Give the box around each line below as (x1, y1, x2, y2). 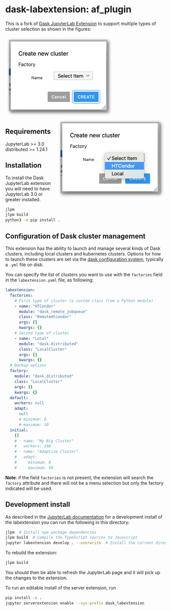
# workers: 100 (14, 443, 51, 449)
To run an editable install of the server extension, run (5, 585, 116, 591)
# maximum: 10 (18, 422, 49, 427)
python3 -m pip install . (5, 218, 60, 223)
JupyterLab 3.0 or (5, 191, 43, 197)
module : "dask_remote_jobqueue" (18, 309, 88, 314)
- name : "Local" (14, 336, 49, 341)
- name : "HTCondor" (14, 303, 56, 309)
